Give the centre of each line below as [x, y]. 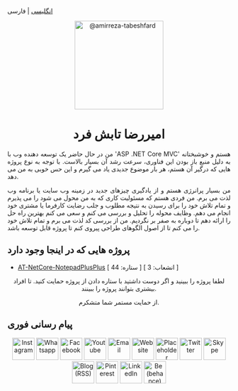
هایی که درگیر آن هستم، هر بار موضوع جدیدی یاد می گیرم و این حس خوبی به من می [119, 169]
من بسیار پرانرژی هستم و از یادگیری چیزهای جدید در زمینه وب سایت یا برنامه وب [119, 190]
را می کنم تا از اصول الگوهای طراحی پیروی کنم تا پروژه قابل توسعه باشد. [104, 227]
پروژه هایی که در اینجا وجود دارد [69, 250]
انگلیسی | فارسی [30, 11]
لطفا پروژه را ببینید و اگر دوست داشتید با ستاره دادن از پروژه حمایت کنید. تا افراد [119, 280]
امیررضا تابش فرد [119, 134]
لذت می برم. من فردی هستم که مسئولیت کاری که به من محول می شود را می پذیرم [119, 198]
